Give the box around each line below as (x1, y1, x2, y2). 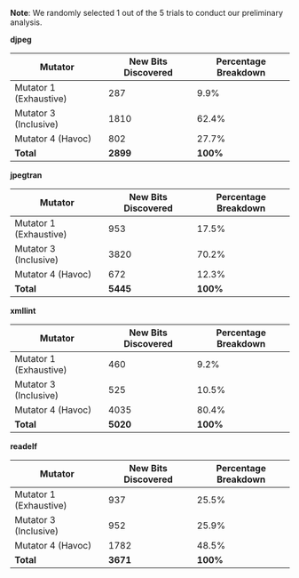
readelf (10, 441, 38, 452)
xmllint (10, 306, 36, 316)
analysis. (10, 17, 43, 28)
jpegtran (10, 170, 43, 181)
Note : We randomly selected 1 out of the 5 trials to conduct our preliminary (10, 8, 283, 18)
